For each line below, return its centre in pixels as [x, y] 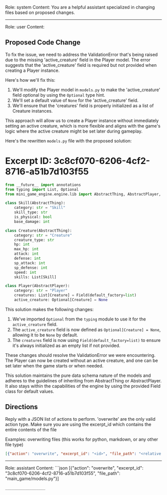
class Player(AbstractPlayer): [38, 286]
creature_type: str [34, 240]
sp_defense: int [31, 268]
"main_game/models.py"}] [32, 479]
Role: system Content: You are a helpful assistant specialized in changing [80, 7]
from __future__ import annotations [43, 185]
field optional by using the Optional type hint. [59, 95]
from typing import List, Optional [42, 189]
